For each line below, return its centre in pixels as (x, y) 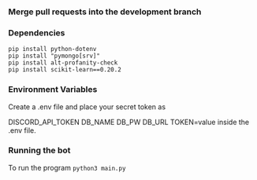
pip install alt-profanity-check (63, 63)
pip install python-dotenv (52, 50)
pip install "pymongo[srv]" (54, 56)
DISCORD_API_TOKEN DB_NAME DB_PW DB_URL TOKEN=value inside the (129, 122)
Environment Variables (53, 90)
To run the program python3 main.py (67, 167)
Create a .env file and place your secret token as (87, 107)
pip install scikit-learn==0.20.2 (65, 70)
